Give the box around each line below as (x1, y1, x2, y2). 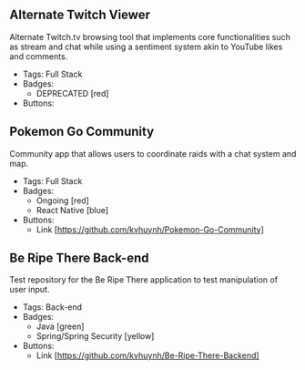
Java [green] (36, 321, 85, 332)
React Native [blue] (36, 204, 109, 215)
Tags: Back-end (22, 302, 83, 313)
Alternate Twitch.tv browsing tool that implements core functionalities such (9, 31, 291, 42)
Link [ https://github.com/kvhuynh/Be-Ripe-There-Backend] (36, 350, 259, 361)
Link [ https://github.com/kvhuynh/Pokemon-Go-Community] (36, 223, 264, 235)
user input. (9, 284, 50, 295)
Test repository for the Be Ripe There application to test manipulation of (9, 274, 279, 285)
